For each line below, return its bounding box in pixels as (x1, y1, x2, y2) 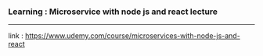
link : (8, 31, 23, 40)
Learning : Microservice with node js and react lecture (8, 6, 218, 17)
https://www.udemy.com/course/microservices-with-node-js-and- (24, 31, 240, 40)
